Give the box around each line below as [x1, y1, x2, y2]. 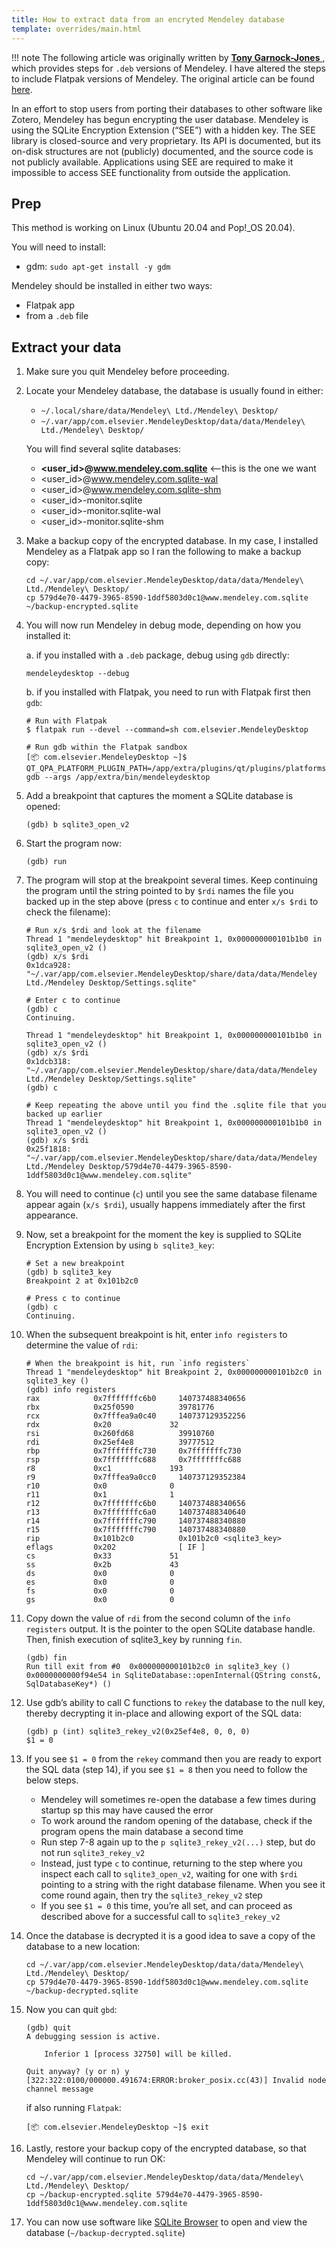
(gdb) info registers [25, 1385, 116, 1395]
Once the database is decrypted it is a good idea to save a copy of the [25, 1930, 316, 1942]
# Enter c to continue [25, 996, 121, 1006]
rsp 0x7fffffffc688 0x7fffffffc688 [25, 1455, 242, 1465]
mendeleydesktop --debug [25, 669, 130, 679]
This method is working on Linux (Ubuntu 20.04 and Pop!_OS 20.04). [11, 222, 296, 234]
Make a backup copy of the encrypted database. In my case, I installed [25, 535, 319, 547]
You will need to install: [11, 241, 106, 253]
